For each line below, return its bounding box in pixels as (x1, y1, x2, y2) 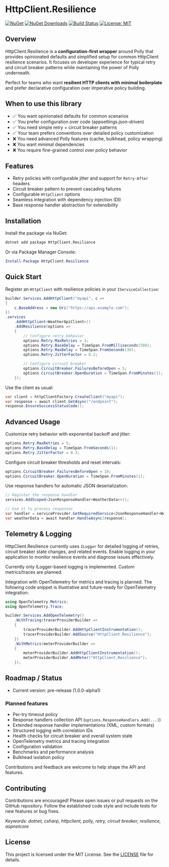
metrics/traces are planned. (5, 569, 63, 575)
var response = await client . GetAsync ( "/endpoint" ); (5, 399, 118, 404)
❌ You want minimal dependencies (12, 141, 84, 147)
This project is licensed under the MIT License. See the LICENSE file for (5, 851, 154, 857)
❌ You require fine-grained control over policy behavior (12, 147, 127, 153)
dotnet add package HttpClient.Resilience (5, 240, 96, 245)
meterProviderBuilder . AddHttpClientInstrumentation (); (23, 651, 141, 656)
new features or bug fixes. (5, 808, 60, 814)
